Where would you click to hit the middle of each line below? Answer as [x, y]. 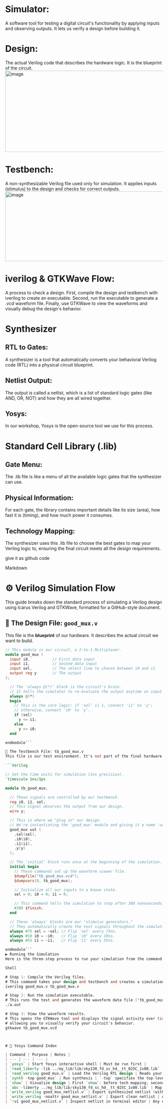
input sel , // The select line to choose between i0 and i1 [82, 669]
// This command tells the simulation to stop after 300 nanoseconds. [89, 904]
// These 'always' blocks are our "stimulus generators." [71, 922]
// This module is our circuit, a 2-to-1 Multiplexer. [63, 650]
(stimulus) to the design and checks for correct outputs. [63, 189]
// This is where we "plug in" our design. [55, 820]
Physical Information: [39, 498]
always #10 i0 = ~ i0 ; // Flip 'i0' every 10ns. [62, 936]
